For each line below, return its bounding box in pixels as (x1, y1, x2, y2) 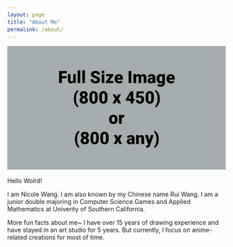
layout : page (7, 11, 45, 18)
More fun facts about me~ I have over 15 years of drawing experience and (7, 218, 219, 226)
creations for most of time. (28, 233, 105, 241)
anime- (191, 225, 213, 234)
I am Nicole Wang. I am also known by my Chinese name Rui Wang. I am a (7, 190, 218, 198)
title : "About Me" (7, 18, 60, 26)
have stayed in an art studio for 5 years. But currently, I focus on (7, 225, 191, 234)
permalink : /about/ (7, 26, 64, 33)
